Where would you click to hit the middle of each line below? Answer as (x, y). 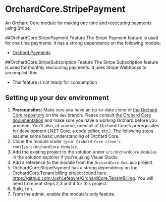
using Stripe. (18, 28)
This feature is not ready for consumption (55, 82)
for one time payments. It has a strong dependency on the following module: (83, 43)
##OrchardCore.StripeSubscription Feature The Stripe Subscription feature (82, 62)
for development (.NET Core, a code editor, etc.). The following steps (83, 131)
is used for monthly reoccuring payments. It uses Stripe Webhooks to (76, 67)
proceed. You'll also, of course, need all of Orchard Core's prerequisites (86, 125)
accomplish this (21, 72)
